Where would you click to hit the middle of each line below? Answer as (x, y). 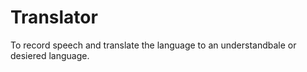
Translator (54, 17)
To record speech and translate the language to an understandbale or (153, 45)
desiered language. (50, 55)
